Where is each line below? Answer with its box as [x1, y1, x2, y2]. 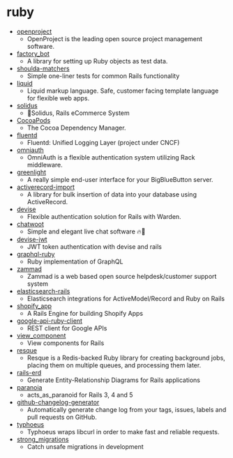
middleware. [27, 160, 63, 169]
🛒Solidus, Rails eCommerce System [27, 109, 130, 117]
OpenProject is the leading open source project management [27, 34, 203, 43]
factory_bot [16, 49, 50, 58]
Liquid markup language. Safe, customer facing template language [27, 86, 219, 95]
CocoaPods [16, 116, 51, 124]
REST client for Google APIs [27, 323, 107, 332]
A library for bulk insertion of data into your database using [27, 190, 197, 199]
